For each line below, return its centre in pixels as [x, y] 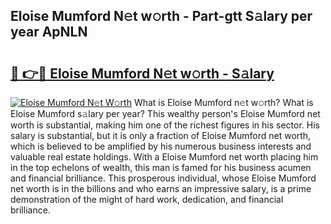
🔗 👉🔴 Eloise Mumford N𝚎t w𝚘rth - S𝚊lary [142, 73]
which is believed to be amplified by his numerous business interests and [161, 146]
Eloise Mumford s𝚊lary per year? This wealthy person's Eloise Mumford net [165, 113]
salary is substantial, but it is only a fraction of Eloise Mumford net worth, [161, 135]
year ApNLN [49, 32]
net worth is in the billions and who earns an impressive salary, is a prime [161, 188]
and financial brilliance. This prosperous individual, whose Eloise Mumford [163, 178]
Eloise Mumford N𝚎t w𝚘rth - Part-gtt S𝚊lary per [161, 16]
